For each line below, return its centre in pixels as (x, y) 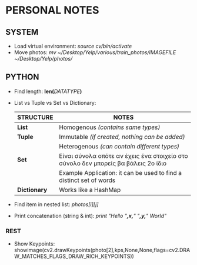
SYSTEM (22, 32)
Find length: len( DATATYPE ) (48, 91)
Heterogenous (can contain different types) (119, 146)
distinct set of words (87, 180)
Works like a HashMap (90, 190)
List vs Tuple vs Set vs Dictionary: (55, 102)
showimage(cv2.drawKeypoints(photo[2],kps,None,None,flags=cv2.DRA (102, 250)
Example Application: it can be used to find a (121, 173)
